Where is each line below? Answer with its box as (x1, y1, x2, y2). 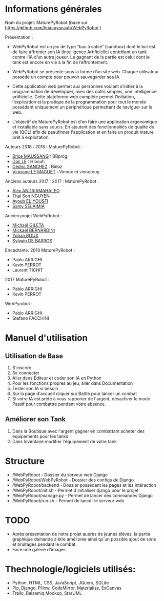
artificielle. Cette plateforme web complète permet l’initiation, (12, 94, 136, 100)
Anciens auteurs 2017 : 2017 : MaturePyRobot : (5, 178, 99, 184)
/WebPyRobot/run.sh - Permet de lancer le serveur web (12, 497, 124, 503)
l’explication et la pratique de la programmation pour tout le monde (12, 99, 146, 104)
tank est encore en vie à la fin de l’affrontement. (12, 59, 108, 65)
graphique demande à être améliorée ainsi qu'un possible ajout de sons (12, 536, 156, 542)
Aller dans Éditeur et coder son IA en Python (12, 375, 102, 381)
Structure (5, 456, 45, 467)
